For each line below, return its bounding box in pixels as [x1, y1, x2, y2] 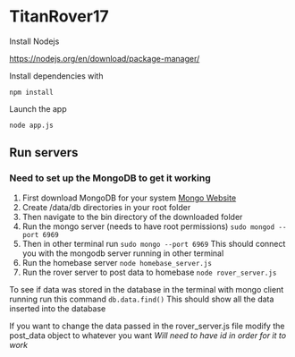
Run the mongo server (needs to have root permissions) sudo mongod [21, 221, 275, 232]
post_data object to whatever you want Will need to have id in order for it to [9, 329, 287, 341]
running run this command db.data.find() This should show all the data [9, 293, 274, 304]
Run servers [9, 145, 79, 160]
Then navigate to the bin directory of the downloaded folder [21, 211, 243, 222]
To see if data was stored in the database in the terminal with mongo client [9, 284, 284, 294]
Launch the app [9, 103, 67, 114]
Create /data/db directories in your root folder [21, 201, 191, 212]
